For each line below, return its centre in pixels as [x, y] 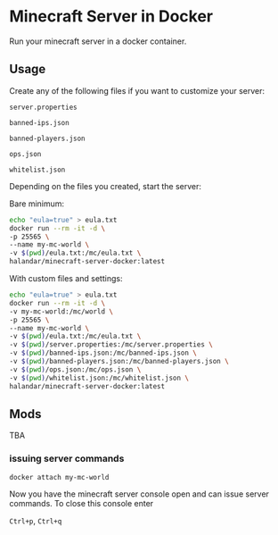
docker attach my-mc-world [59, 477]
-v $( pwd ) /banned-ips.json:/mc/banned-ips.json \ [103, 353]
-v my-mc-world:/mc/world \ [61, 311]
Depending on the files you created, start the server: [106, 186]
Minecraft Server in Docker [111, 17]
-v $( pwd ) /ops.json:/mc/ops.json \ [75, 369]
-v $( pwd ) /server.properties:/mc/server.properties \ [111, 345]
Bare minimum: [37, 204]
